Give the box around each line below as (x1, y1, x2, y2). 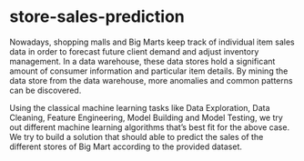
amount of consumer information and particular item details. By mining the (9, 65, 289, 76)
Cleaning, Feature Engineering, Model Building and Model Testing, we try (9, 112, 284, 123)
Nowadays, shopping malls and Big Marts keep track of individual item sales (9, 36, 295, 47)
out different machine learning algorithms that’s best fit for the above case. (9, 121, 289, 133)
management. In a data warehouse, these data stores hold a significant (9, 55, 276, 66)
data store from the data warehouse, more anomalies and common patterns (9, 75, 293, 86)
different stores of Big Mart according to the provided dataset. (9, 141, 243, 152)
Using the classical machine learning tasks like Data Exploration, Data (9, 102, 270, 113)
